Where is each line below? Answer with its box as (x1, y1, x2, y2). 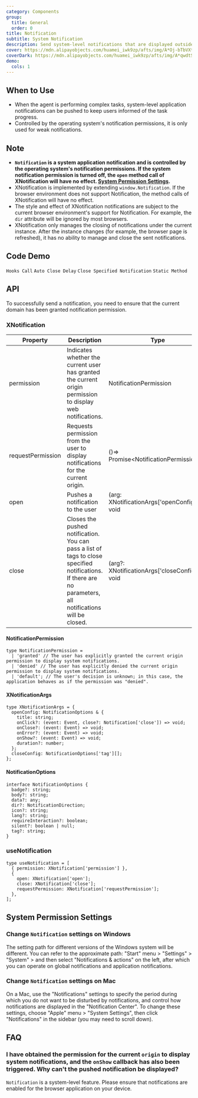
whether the (67, 353, 101, 361)
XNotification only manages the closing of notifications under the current (14, 222, 192, 228)
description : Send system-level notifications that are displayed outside (6, 42, 194, 48)
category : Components (6, 8, 60, 15)
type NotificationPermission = (6, 648, 83, 654)
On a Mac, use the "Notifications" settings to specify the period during (6, 990, 177, 998)
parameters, (67, 589, 101, 597)
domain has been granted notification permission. (6, 306, 127, 313)
